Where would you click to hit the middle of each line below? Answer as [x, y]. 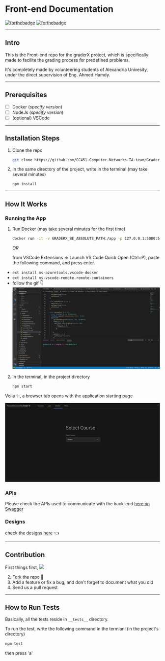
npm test [14, 644]
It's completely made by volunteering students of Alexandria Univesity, [77, 70]
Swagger [14, 509]
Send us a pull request [35, 587]
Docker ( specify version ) [37, 106]
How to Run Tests [32, 607]
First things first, [22, 567]
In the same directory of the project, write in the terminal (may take [80, 169]
